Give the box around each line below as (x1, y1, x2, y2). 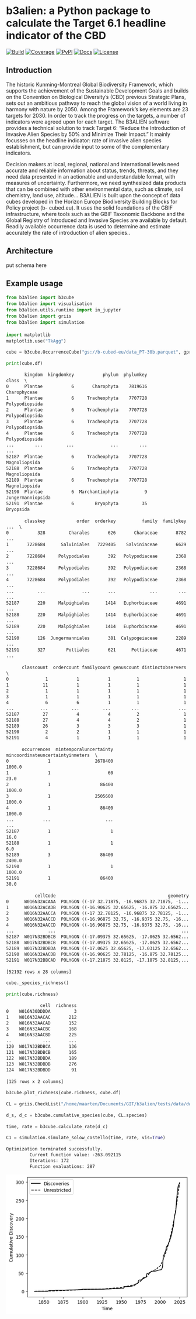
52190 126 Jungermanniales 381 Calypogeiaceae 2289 (6, 635, 187, 642)
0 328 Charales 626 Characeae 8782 (6, 530, 187, 536)
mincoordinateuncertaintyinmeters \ (6, 752, 98, 759)
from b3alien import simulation (6, 319, 85, 326)
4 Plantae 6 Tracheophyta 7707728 (6, 430, 148, 437)
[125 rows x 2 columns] (6, 1078, 64, 1084)
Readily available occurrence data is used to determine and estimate (6, 222, 171, 229)
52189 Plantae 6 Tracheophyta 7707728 (6, 477, 148, 484)
